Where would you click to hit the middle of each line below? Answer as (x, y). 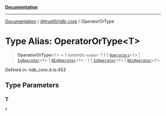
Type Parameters (32, 85)
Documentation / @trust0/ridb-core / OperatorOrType (60, 21)
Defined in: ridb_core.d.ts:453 (35, 70)
